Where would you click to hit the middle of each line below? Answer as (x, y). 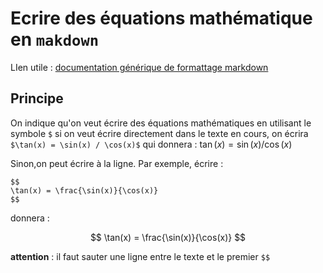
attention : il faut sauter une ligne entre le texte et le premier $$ (140, 256)
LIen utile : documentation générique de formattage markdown (139, 67)
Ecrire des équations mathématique (161, 18)
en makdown (55, 39)
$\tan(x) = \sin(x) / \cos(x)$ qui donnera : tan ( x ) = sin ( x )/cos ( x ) (151, 144)
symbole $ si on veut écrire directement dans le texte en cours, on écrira (159, 133)
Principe (37, 98)
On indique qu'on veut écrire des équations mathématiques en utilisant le (161, 123)
